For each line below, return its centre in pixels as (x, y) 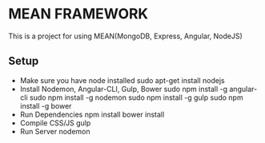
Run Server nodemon (55, 131)
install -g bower (46, 105)
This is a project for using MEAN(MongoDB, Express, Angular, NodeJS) (125, 36)
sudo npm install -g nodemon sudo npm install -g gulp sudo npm (136, 97)
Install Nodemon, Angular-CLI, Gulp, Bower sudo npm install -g (124, 89)
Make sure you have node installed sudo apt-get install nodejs (122, 80)
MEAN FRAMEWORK (78, 14)
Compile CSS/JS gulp (55, 123)
